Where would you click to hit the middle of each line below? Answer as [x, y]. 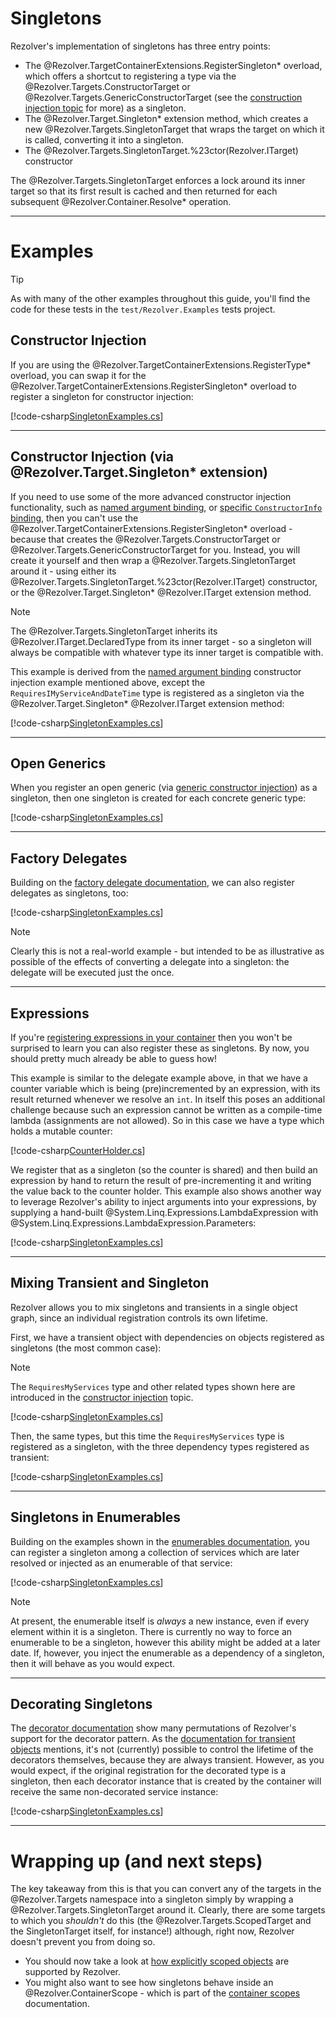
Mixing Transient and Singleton [110, 1283]
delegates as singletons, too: [69, 893]
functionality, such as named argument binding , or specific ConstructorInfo [166, 507]
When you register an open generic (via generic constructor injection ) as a [164, 788]
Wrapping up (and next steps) [136, 1861]
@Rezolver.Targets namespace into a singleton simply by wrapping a [152, 1899]
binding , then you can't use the [74, 518]
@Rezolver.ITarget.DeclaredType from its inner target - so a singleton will [161, 641]
